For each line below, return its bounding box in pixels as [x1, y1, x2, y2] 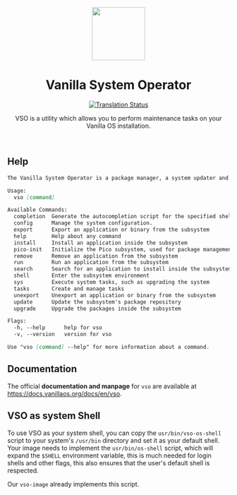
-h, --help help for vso [13, 324, 102, 331]
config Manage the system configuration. [13, 220, 153, 227]
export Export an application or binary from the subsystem [13, 226, 210, 233]
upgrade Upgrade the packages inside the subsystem [13, 305, 181, 312]
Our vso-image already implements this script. [7, 479, 140, 488]
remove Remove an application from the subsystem [13, 252, 178, 260]
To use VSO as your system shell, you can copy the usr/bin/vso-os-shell [7, 429, 222, 437]
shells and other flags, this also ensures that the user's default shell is [7, 458, 210, 467]
